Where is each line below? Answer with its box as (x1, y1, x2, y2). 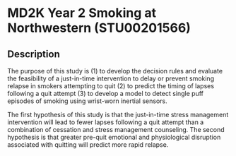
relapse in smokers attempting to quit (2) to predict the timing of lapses (7, 82, 214, 90)
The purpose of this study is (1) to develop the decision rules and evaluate (7, 67, 223, 75)
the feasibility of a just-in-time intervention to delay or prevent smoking (7, 74, 214, 83)
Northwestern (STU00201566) (7, 20, 191, 36)
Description (7, 48, 60, 60)
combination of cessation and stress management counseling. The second (7, 126, 225, 133)
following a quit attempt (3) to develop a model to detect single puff (7, 90, 203, 97)
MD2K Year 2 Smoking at (7, 5, 157, 21)
